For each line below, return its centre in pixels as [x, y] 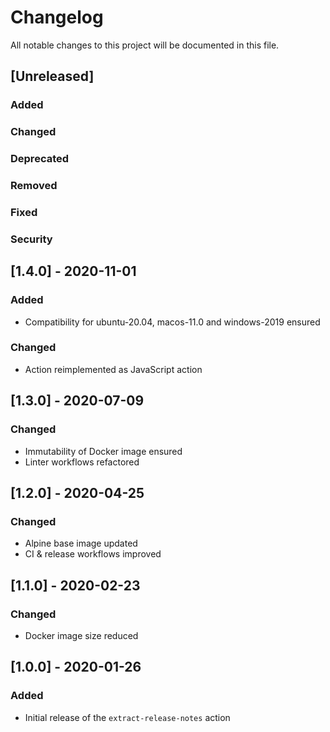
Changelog [57, 17]
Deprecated [40, 159]
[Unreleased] [52, 76]
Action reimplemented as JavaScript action [113, 369]
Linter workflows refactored [82, 462]
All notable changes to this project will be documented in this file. [145, 45]
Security [31, 239]
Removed [34, 186]
